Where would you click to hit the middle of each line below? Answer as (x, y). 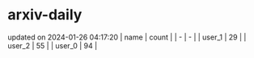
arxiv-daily (45, 15)
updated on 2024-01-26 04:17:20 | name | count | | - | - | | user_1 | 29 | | (127, 37)
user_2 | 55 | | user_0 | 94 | (53, 45)
